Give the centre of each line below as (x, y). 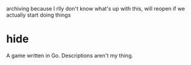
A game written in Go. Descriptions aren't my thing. (70, 55)
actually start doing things (39, 15)
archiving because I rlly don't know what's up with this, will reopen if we (96, 9)
